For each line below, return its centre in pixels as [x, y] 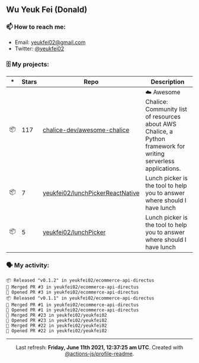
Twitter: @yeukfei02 [39, 48]
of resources [163, 116]
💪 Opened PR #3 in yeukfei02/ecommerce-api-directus [73, 292]
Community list [166, 109]
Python [155, 139]
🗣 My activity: [28, 265]
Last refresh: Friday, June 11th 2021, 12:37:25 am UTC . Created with [99, 348]
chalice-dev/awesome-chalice [86, 130]
